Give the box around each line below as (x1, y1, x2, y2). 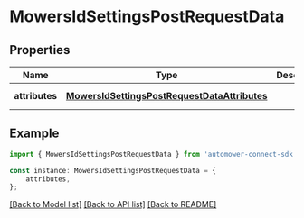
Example (9, 126, 60, 141)
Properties (9, 42, 71, 58)
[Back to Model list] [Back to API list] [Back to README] (9, 199, 217, 210)
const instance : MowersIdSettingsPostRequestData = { (9, 166, 217, 175)
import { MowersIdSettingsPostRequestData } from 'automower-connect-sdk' (9, 150, 298, 159)
